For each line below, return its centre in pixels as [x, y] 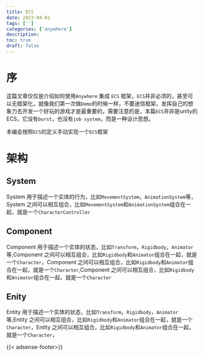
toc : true [19, 40]
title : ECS [20, 12]
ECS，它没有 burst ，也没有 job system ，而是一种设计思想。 [80, 119]
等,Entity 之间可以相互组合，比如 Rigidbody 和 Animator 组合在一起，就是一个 [100, 319]
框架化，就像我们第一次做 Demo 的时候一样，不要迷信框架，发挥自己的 [102, 103]
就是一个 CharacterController [54, 212]
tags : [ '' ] [20, 23]
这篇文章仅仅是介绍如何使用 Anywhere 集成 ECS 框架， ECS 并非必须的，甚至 [97, 96]
